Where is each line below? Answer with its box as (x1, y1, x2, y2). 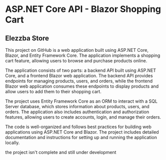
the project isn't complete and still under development (5, 150, 116, 155)
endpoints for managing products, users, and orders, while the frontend (5, 78, 153, 84)
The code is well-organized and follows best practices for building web (5, 124, 151, 130)
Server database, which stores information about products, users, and (5, 104, 150, 109)
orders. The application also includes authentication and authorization (5, 109, 149, 115)
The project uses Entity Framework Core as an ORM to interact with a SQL (5, 98, 157, 104)
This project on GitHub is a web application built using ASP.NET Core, (5, 47, 149, 53)
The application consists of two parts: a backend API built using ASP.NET (5, 67, 156, 73)
